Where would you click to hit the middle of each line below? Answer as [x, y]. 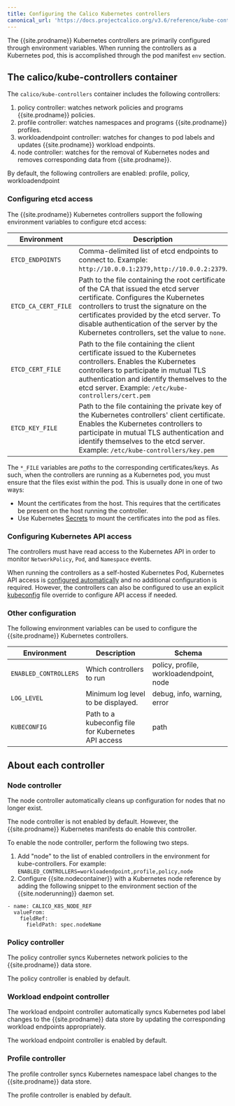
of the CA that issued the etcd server [139, 288]
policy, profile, [176, 665]
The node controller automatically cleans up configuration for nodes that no [116, 800]
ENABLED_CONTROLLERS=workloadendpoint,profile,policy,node [105, 871]
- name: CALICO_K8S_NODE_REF [50, 906]
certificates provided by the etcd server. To [150, 315]
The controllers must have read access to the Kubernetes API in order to [111, 551]
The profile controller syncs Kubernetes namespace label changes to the [112, 1074]
